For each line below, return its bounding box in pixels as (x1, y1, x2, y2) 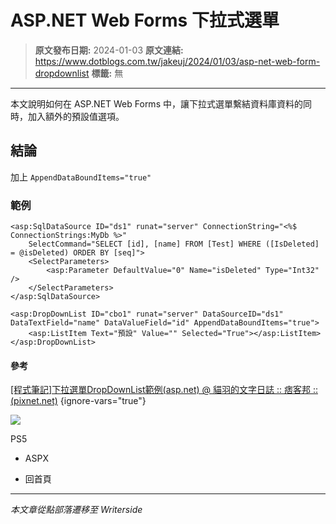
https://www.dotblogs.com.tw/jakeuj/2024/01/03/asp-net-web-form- (34, 55, 321, 67)
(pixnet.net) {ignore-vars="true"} (10, 395, 147, 407)
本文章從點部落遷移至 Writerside (10, 504, 143, 516)
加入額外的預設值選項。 (27, 110, 125, 122)
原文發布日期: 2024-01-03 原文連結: (34, 44, 184, 56)
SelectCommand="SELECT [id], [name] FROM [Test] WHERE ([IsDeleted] (28, 239, 320, 250)
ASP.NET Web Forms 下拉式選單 (10, 9, 280, 32)
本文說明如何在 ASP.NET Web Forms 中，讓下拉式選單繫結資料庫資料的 (10, 97, 303, 110)
